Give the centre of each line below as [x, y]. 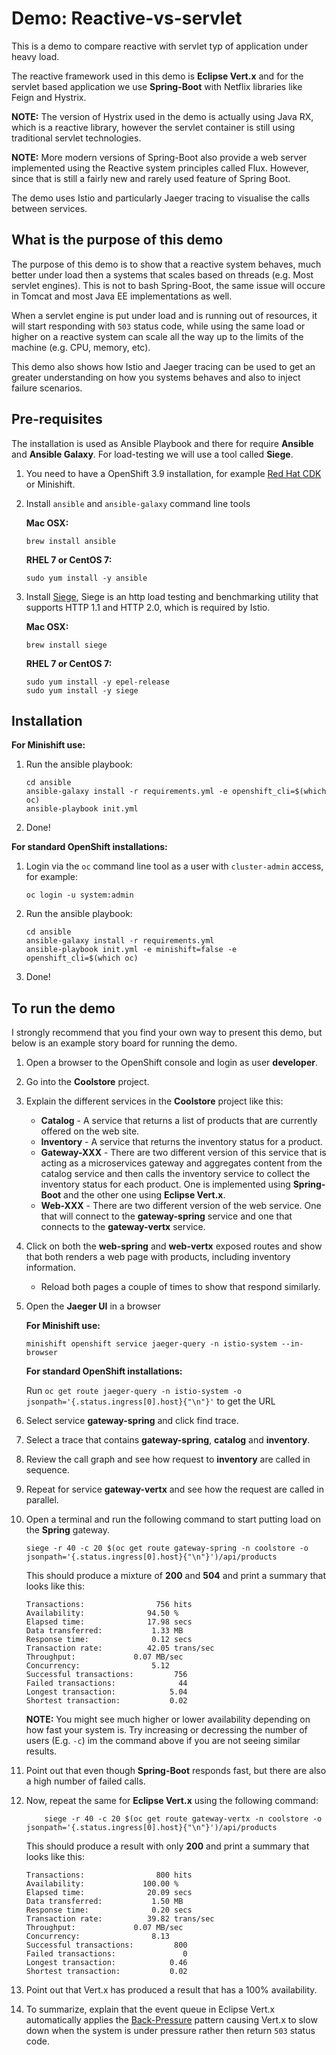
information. [50, 1268]
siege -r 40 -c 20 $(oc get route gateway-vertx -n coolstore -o [183, 1819]
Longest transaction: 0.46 [106, 1963]
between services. [49, 208]
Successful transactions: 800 [106, 1945]
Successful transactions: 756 [106, 1675]
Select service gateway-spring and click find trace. [132, 1421]
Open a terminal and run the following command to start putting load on [173, 1519]
